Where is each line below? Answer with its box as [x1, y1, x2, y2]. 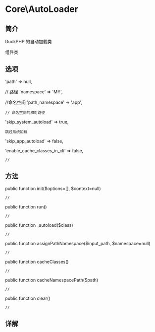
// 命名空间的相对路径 [5, 110, 46, 115]
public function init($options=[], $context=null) [5, 185, 101, 192]
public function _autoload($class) [5, 222, 73, 228]
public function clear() [5, 295, 51, 301]
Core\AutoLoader [5, 3, 78, 15]
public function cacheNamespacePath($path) [5, 277, 99, 283]
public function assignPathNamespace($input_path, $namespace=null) [5, 240, 151, 246]
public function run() [5, 203, 47, 209]
